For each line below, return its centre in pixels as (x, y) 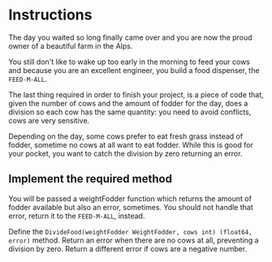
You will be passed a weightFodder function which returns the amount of (130, 198)
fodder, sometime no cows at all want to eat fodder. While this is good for (131, 144)
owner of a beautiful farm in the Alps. (71, 45)
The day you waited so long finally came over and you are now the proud (131, 37)
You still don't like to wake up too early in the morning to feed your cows (129, 62)
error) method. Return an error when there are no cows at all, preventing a (134, 240)
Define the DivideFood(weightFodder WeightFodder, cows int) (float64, (131, 231)
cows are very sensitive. (49, 120)
